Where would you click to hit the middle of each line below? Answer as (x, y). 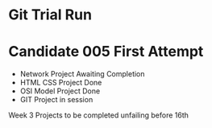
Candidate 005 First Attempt (106, 52)
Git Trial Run (50, 15)
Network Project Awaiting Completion (82, 74)
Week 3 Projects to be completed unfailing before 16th (99, 115)
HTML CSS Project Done (61, 83)
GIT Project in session (56, 100)
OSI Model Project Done (60, 91)
